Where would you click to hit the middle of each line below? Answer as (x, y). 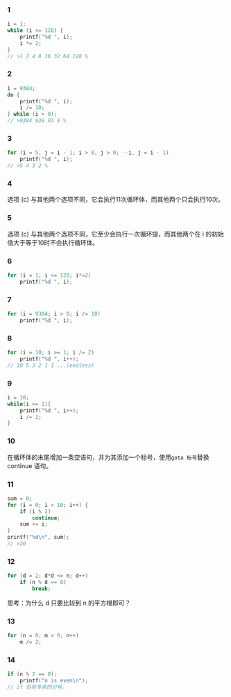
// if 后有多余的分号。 (37, 687)
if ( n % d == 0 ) (43, 583)
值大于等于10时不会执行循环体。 (53, 242)
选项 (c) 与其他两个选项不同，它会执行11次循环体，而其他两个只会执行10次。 (115, 200)
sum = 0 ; (20, 498)
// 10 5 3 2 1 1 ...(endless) (51, 365)
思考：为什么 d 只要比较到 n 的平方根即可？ (69, 603)
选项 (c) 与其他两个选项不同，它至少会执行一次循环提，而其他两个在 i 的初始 (115, 234)
